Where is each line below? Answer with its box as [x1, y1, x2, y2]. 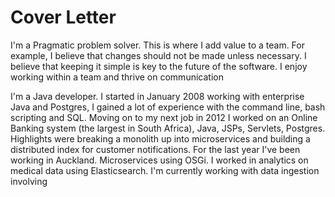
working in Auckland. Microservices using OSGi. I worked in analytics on [10, 154, 309, 166]
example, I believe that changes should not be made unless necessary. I [10, 49, 307, 61]
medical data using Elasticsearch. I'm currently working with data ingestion [10, 164, 320, 176]
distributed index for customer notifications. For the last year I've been [10, 143, 301, 155]
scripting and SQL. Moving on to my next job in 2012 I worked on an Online [10, 111, 318, 123]
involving [10, 175, 48, 187]
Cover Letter [10, 6, 117, 29]
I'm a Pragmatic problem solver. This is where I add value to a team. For [10, 39, 305, 51]
